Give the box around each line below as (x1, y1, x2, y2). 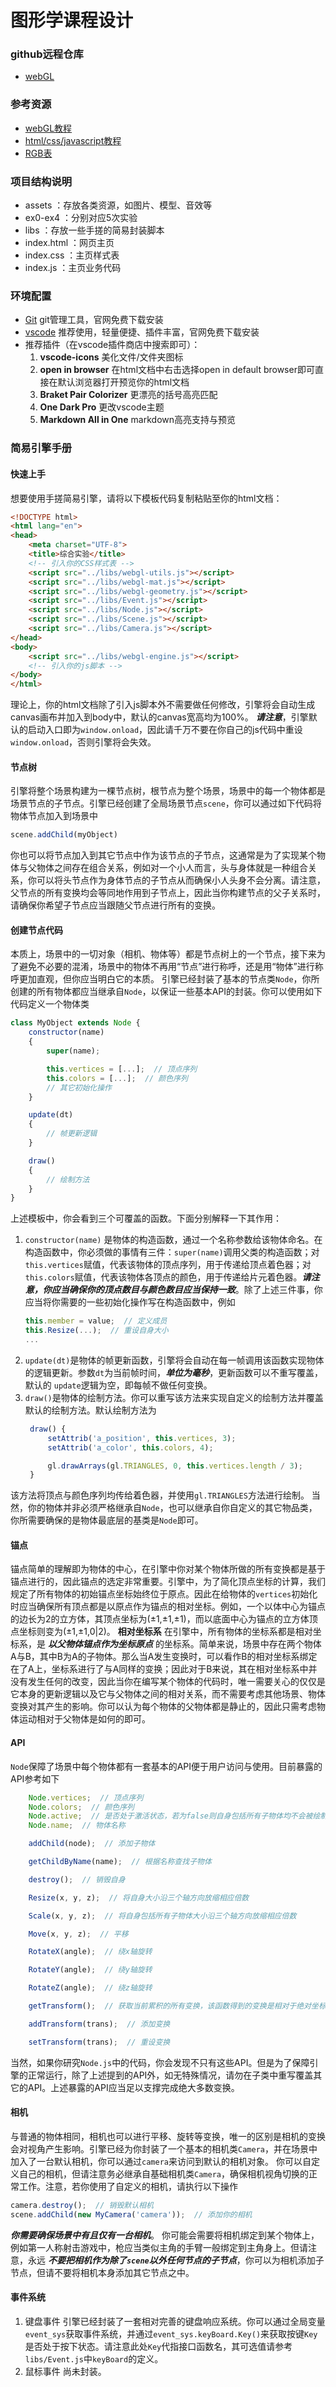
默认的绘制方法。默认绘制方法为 (24, 1404, 157, 1416)
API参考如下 (10, 1772, 60, 1785)
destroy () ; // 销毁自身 (28, 1874, 126, 1885)
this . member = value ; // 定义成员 (24, 1316, 168, 1326)
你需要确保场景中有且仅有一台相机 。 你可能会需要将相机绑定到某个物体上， (10, 2229, 320, 2241)
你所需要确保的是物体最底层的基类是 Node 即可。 (10, 1514, 204, 1526)
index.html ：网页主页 (24, 237, 115, 249)
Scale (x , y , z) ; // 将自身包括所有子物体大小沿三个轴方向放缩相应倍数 (28, 1911, 297, 1921)
